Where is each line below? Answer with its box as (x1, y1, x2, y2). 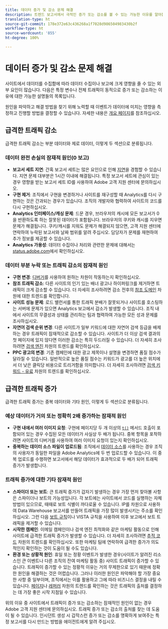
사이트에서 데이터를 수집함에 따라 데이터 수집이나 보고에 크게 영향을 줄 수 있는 (5, 80, 156, 86)
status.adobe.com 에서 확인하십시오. (12, 248, 85, 254)
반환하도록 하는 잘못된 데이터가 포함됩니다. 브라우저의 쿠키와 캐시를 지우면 (17, 216, 162, 222)
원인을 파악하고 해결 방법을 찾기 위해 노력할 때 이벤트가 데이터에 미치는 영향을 (5, 103, 156, 109)
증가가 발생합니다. (12, 462, 47, 468)
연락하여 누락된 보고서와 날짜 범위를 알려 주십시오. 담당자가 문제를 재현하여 (12, 229, 158, 235)
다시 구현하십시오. (12, 204, 47, 210)
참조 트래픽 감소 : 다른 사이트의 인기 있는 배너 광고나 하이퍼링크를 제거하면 (12, 281, 155, 287)
